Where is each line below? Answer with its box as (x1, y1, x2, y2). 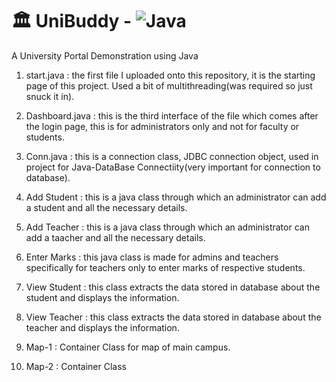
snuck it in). (25, 90, 75, 102)
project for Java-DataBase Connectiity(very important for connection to (25, 161, 321, 173)
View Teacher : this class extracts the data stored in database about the (25, 311, 322, 323)
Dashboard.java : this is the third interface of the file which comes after (25, 109, 319, 122)
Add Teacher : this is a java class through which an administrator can (25, 221, 310, 233)
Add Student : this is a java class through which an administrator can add (25, 191, 327, 203)
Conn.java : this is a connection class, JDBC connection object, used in (25, 150, 319, 162)
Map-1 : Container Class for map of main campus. (25, 341, 231, 353)
